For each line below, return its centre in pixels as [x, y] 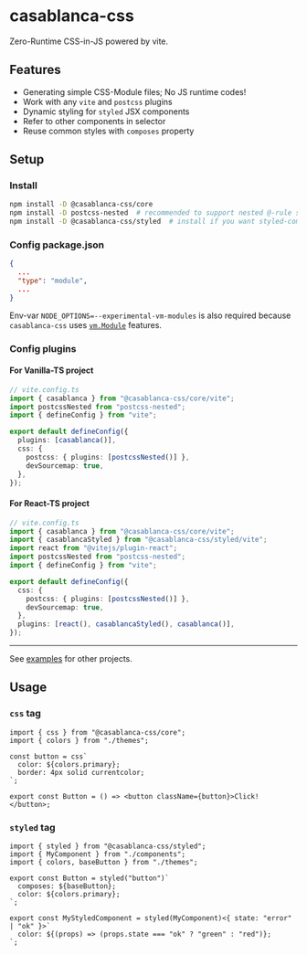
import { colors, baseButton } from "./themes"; [104, 863]
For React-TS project [49, 504]
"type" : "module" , [53, 281]
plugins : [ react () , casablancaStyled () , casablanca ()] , [126, 624]
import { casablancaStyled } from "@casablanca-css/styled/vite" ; [138, 540]
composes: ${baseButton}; [67, 886]
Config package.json [57, 245]
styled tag [33, 827]
